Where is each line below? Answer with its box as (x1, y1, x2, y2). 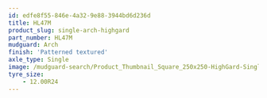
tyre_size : (8, 70, 44, 78)
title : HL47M (8, 19, 52, 27)
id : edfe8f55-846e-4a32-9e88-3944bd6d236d (8, 11, 151, 20)
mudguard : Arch (8, 41, 59, 49)
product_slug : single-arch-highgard (8, 26, 130, 34)
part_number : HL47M (8, 33, 73, 42)
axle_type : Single (8, 56, 69, 64)
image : (8, 63, 30, 71)
